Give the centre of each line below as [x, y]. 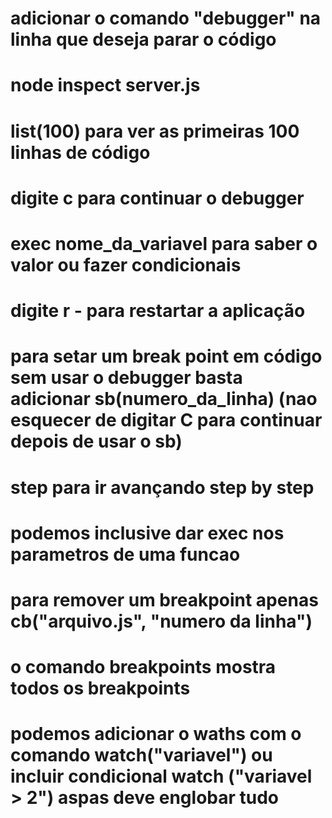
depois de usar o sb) [96, 441]
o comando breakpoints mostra [143, 667]
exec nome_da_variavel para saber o [164, 243]
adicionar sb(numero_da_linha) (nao [164, 399]
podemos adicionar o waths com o [156, 734]
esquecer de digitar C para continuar [166, 420]
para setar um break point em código [166, 356]
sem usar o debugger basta [126, 378]
